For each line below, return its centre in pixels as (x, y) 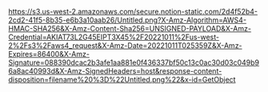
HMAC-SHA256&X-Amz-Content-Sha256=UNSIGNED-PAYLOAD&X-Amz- (130, 28)
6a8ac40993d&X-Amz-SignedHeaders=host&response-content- (115, 71)
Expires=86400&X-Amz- (49, 54)
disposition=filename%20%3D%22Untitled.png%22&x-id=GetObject (122, 80)
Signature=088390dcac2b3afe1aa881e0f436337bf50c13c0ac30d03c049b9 (134, 62)
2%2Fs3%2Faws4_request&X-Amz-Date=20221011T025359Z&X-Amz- (125, 46)
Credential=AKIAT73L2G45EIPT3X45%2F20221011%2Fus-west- (114, 37)
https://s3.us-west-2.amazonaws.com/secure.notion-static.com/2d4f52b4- (133, 12)
